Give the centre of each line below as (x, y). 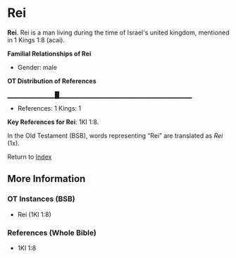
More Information (46, 179)
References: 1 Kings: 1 (49, 108)
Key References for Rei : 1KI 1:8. (53, 122)
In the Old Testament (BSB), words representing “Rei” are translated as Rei (115, 135)
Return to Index (30, 156)
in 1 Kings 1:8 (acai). (36, 39)
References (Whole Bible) (52, 233)
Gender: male (37, 67)
